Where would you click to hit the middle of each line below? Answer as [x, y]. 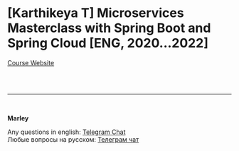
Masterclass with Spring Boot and [109, 28]
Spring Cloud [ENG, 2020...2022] [108, 43]
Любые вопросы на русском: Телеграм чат [73, 139]
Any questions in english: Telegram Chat [67, 132]
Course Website [31, 62]
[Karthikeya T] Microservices [96, 13]
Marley [18, 118]
